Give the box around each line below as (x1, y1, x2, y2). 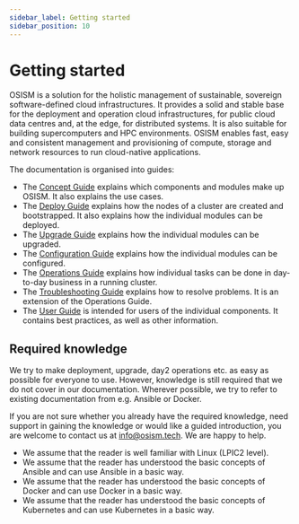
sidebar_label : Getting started (9, 13, 130, 22)
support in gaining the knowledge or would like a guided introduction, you (9, 421, 282, 432)
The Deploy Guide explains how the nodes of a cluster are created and (22, 201, 285, 212)
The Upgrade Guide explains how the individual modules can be (22, 230, 259, 240)
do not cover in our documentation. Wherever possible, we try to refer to (9, 384, 278, 395)
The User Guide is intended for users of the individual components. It (22, 306, 278, 317)
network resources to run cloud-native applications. (9, 147, 201, 158)
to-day (22, 277, 48, 288)
